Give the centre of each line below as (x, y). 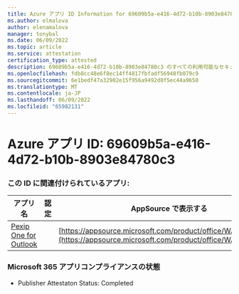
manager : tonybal (33, 34)
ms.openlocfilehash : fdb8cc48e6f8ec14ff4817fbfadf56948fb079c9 (103, 73)
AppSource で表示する (169, 209)
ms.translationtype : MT (43, 87)
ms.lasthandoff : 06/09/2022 (49, 100)
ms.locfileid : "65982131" (46, 107)
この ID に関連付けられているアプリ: (69, 183)
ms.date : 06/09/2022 (38, 41)
